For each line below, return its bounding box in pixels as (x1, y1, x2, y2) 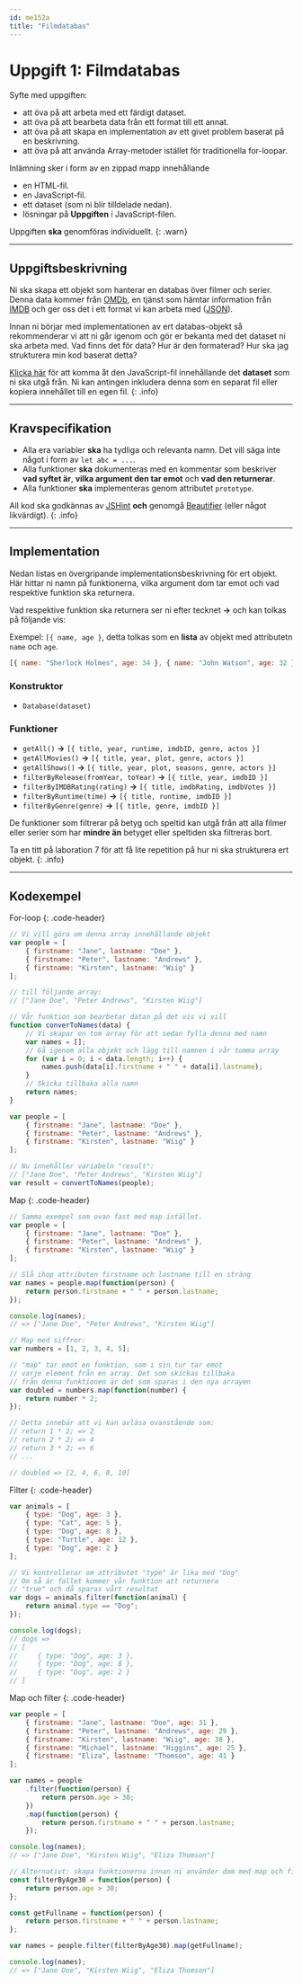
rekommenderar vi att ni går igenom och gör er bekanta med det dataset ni (9, 331, 286, 341)
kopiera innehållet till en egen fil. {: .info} (9, 386, 159, 397)
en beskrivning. (22, 136, 81, 146)
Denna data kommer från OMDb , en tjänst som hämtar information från (9, 294, 271, 306)
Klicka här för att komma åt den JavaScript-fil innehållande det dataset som (9, 368, 290, 378)
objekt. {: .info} (9, 855, 65, 865)
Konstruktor (9, 679, 64, 692)
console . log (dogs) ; (9, 1625, 83, 1635)
